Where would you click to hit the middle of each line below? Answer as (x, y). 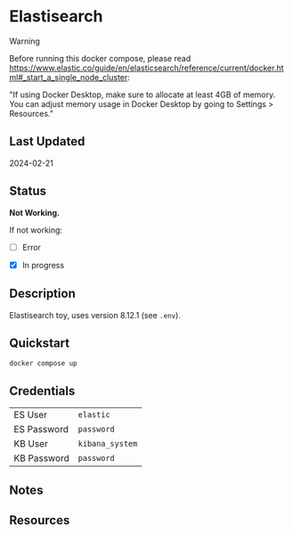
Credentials (42, 391)
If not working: (36, 230)
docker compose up (43, 364)
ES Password (41, 430)
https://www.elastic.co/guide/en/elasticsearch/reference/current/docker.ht (146, 68)
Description (42, 294)
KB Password (41, 458)
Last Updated (47, 141)
